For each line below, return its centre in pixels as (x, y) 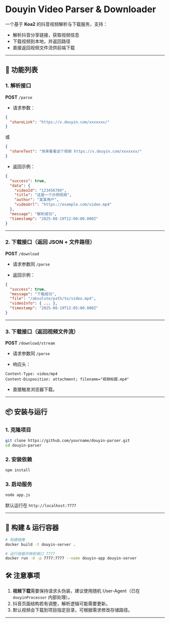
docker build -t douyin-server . (40, 544)
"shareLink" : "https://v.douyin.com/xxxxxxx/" (60, 122)
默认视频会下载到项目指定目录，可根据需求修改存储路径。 (72, 610)
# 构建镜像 (15, 540)
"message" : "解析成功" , (33, 214)
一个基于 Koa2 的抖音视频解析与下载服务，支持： (56, 24)
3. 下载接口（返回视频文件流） (42, 332)
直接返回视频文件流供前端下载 (44, 47)
